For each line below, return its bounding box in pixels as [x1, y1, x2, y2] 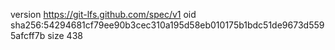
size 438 [47, 30, 83, 41]
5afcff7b [10, 30, 46, 41]
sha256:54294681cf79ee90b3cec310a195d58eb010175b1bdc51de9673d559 [10, 19, 325, 31]
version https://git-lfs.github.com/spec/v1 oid [10, 9, 197, 20]
